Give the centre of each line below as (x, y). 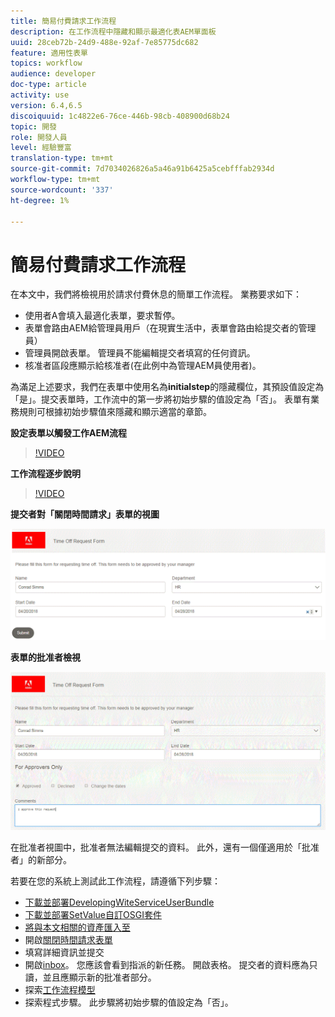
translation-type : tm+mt (62, 158)
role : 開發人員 (39, 137)
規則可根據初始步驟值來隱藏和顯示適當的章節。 (115, 412)
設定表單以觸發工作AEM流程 (68, 433)
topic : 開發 (33, 126)
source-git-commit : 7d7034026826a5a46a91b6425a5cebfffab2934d (142, 169)
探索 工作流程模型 (60, 989)
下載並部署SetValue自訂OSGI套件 (93, 914)
